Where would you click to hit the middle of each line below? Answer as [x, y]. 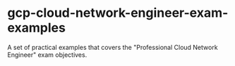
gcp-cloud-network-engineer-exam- [118, 13]
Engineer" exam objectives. [47, 55]
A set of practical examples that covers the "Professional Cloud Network [113, 47]
